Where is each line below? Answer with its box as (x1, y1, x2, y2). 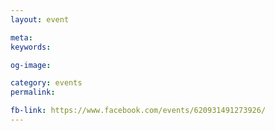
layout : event (10, 14, 70, 25)
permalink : (10, 87, 56, 98)
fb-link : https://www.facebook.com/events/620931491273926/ (10, 106, 267, 116)
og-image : (10, 60, 52, 70)
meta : (10, 32, 33, 43)
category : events (10, 78, 83, 88)
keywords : (10, 42, 52, 52)
